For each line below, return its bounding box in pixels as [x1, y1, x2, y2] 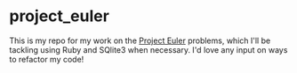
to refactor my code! [9, 54, 84, 64]
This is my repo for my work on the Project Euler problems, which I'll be [9, 35, 271, 46]
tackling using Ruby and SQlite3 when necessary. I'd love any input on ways [9, 44, 288, 55]
